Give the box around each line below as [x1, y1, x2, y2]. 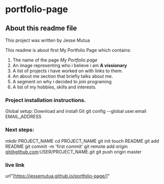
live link [5, 161, 25, 168]
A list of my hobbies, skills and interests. [12, 84, 97, 90]
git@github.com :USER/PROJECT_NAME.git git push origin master [5, 148, 142, 155]
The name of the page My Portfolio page [12, 57, 98, 63]
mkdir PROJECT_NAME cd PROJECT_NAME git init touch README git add [5, 138, 159, 144]
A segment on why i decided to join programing [12, 79, 112, 84]
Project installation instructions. [5, 97, 86, 104]
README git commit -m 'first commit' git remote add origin [5, 143, 128, 149]
